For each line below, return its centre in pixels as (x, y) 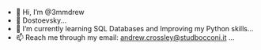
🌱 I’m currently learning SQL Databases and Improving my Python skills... (134, 29)
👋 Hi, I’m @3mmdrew (50, 12)
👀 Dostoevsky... (41, 20)
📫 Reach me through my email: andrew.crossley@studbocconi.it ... (125, 37)
